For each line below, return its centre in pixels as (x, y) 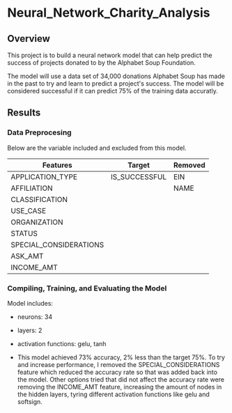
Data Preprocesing (39, 132)
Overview (29, 39)
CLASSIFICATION (39, 199)
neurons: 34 (35, 317)
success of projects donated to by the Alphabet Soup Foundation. (102, 63)
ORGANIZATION (37, 222)
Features (57, 165)
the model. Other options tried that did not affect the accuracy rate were (121, 379)
